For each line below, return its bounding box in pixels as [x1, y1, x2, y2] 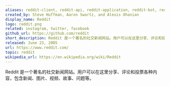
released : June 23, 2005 [5, 40, 58, 46]
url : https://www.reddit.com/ [5, 45, 69, 50]
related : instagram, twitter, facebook [5, 26, 90, 31]
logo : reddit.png [5, 21, 42, 27]
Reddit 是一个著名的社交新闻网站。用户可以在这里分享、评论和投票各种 [5, 69, 153, 75]
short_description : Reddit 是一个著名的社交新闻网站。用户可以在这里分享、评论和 [5, 36, 162, 41]
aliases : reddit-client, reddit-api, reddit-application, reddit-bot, [5, 7, 157, 13]
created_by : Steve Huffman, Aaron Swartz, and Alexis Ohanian [5, 12, 139, 17]
